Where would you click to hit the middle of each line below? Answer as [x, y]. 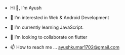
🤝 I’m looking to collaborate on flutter [49, 37]
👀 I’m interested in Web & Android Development [59, 17]
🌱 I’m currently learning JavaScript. [47, 27]
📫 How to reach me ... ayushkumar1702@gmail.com [65, 47]
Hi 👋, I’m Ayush [26, 8]
